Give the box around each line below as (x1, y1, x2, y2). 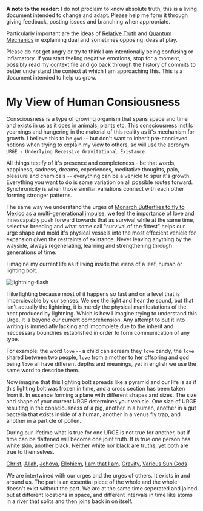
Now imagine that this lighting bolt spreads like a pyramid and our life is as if (6, 378, 197, 385)
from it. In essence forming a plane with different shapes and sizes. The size (6, 391, 197, 399)
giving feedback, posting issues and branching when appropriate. (6, 18, 171, 25)
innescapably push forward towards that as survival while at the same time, (6, 216, 195, 224)
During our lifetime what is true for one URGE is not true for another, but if (6, 428, 190, 436)
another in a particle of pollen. (6, 417, 82, 424)
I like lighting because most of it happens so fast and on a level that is (6, 290, 180, 297)
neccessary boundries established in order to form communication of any (6, 329, 190, 336)
